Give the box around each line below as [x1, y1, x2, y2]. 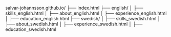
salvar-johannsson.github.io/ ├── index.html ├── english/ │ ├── [5, 5, 143, 11]
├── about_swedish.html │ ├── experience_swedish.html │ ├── [5, 21, 143, 27]
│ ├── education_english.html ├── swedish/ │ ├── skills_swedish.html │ [5, 16, 161, 21]
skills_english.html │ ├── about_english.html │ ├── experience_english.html [5, 10, 167, 16]
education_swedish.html [5, 26, 56, 32]
